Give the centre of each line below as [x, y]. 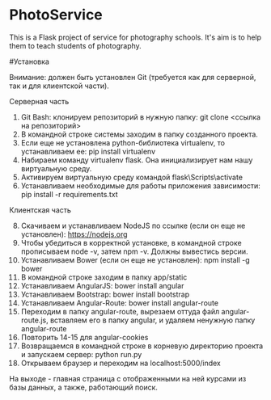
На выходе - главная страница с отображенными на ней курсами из [128, 378]
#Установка [29, 61]
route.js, [34, 320]
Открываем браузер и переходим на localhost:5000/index [121, 363]
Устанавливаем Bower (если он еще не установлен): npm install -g [135, 259]
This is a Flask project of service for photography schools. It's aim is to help [135, 37]
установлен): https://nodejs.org [74, 234]
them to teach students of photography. [76, 45]
